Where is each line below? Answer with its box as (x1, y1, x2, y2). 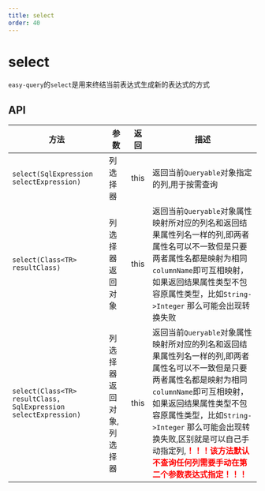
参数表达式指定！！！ (168, 469, 248, 480)
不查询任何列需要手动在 (152, 457, 240, 468)
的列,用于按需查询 (152, 179, 218, 190)
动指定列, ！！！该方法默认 (152, 445, 250, 456)
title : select (8, 11, 55, 20)
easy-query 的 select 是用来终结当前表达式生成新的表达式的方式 (8, 80, 211, 89)
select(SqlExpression (12, 170, 93, 178)
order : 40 (8, 19, 41, 27)
